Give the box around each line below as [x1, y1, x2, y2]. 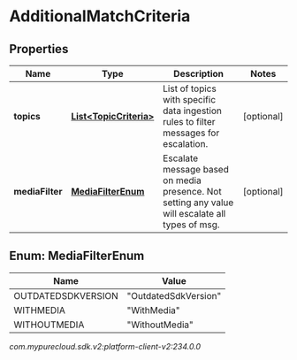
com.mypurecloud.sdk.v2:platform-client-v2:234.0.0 [9, 341, 202, 351]
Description [173, 68, 224, 80]
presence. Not [163, 186, 223, 197]
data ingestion [163, 104, 223, 117]
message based [163, 164, 230, 175]
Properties [9, 42, 69, 57]
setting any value [163, 196, 234, 209]
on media [163, 174, 202, 187]
